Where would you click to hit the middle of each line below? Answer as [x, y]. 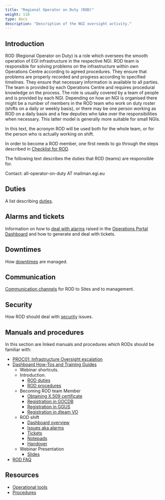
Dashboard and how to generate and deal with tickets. [60, 234]
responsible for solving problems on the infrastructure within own [72, 66]
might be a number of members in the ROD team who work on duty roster [80, 103]
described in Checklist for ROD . [37, 149]
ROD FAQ [22, 459]
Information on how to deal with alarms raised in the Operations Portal [77, 229]
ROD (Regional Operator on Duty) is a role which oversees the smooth [77, 56]
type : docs [16, 19]
